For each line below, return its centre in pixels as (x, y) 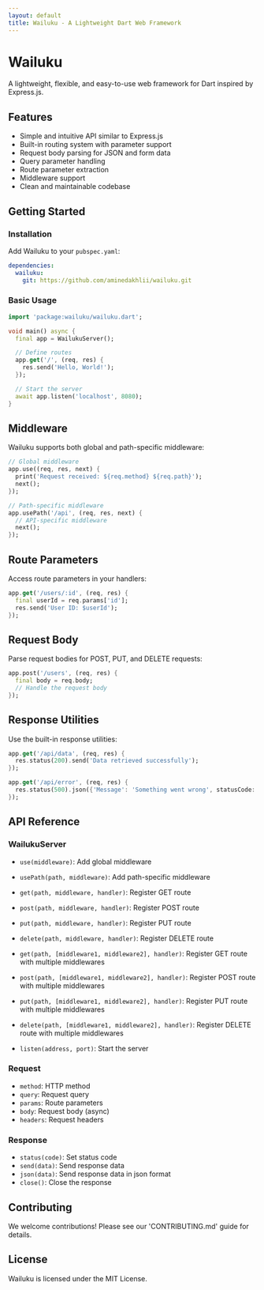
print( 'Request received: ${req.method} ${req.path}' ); (109, 477)
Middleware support (52, 178)
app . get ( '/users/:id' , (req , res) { (68, 593)
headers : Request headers (61, 1119)
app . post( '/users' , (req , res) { (63, 673)
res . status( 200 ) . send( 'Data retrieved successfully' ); (107, 761)
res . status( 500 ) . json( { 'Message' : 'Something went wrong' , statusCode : (136, 790)
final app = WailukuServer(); (65, 338)
